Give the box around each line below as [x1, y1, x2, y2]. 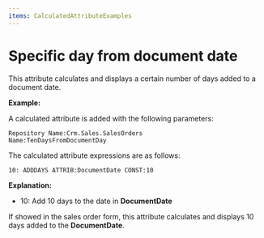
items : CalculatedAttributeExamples [8, 11, 132, 20]
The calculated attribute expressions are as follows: [8, 151, 181, 160]
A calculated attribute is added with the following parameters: [8, 113, 214, 123]
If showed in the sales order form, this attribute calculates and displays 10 [8, 211, 254, 221]
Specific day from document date [8, 46, 238, 65]
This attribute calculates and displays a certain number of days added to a [8, 74, 257, 83]
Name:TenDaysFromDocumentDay [8, 136, 107, 144]
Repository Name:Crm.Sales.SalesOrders [8, 129, 143, 138]
